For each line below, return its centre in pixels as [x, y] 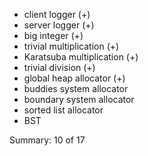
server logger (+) [59, 25]
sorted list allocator [63, 110]
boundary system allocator [79, 99]
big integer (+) [53, 35]
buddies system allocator [76, 88]
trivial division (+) [59, 67]
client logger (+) [57, 14]
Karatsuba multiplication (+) [81, 57]
